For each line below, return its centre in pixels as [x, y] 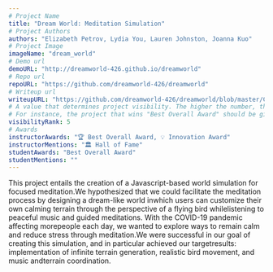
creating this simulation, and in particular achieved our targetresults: [123, 243]
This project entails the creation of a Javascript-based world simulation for [133, 183]
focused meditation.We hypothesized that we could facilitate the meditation [135, 191]
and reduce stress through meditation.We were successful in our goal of [130, 235]
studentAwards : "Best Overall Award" [72, 152]
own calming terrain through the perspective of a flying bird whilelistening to [136, 209]
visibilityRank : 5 [39, 122]
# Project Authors [39, 31]
